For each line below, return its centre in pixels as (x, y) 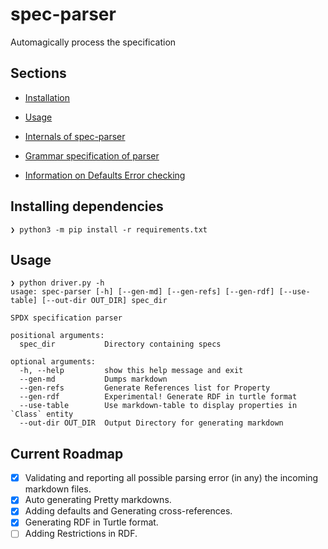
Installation (47, 97)
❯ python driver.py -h (57, 283)
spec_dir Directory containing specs (120, 344)
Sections (38, 73)
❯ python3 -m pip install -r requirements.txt (109, 229)
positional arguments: (57, 336)
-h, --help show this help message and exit (131, 371)
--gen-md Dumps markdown (93, 379)
